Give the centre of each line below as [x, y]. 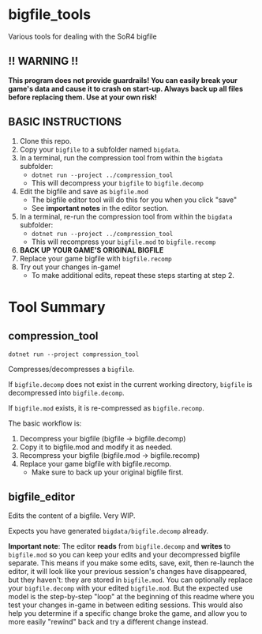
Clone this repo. [45, 141]
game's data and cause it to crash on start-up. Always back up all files [125, 88]
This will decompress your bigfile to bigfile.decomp [117, 182]
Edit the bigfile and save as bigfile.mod [84, 191]
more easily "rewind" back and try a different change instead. [109, 622]
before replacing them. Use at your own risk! [83, 97]
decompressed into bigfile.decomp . [66, 392]
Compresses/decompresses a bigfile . [71, 369]
